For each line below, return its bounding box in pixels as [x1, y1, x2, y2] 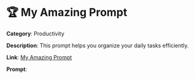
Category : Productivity [6, 29, 64, 37]
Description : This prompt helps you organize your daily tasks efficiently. [6, 42, 189, 49]
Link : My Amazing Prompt [6, 53, 72, 61]
